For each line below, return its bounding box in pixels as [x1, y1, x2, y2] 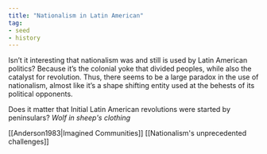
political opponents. [8, 89, 73, 99]
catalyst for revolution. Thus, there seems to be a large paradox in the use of [8, 72, 259, 82]
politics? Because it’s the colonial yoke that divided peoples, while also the [8, 64, 252, 74]
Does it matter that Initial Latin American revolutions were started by [8, 105, 231, 114]
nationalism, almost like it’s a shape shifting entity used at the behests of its [8, 81, 255, 90]
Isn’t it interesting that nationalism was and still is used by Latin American [8, 56, 248, 65]
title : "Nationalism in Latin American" [8, 11, 145, 20]
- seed [8, 26, 30, 34]
